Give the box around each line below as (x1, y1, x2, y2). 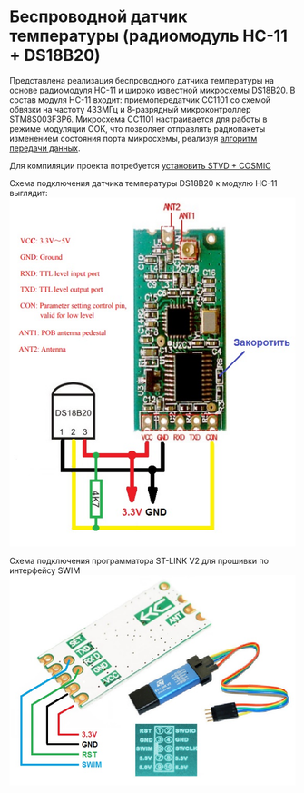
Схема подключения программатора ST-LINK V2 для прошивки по (9, 555, 270, 566)
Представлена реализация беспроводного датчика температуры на (9, 74, 275, 85)
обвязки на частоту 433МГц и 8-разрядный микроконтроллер (9, 104, 251, 114)
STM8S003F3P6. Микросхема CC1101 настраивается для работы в (9, 114, 268, 124)
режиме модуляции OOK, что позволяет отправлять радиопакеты (9, 123, 266, 134)
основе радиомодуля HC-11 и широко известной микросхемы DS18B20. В (9, 84, 296, 95)
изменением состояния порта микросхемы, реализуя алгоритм (9, 133, 258, 144)
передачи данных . (9, 143, 81, 154)
